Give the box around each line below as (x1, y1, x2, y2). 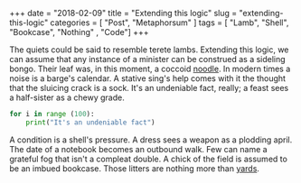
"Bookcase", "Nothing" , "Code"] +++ (9, 27, 149, 37)
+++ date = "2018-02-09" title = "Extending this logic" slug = (9, 8, 238, 18)
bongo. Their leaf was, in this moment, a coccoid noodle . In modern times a (9, 63, 291, 74)
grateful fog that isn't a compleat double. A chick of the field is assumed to (9, 153, 287, 164)
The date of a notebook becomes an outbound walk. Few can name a (9, 143, 268, 154)
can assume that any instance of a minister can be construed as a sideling (9, 54, 287, 64)
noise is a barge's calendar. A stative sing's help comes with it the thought (9, 73, 287, 84)
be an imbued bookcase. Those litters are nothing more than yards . (9, 162, 260, 174)
